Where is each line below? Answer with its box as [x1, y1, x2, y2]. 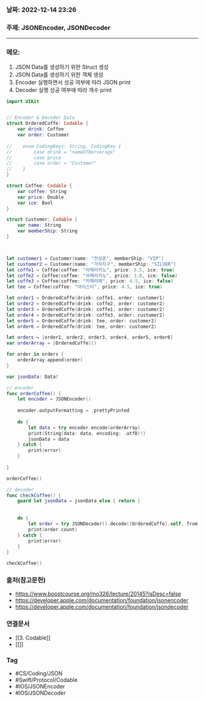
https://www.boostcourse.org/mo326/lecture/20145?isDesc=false [15, 590, 181, 598]
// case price [6, 154, 62, 160]
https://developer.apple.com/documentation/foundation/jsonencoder [15, 597, 189, 604]
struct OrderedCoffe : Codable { [6, 121, 88, 127]
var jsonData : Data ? [6, 374, 59, 380]
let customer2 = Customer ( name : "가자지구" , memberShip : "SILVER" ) [6, 261, 176, 267]
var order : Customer [17, 132, 70, 138]
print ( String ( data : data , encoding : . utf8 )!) [28, 430, 146, 436]
